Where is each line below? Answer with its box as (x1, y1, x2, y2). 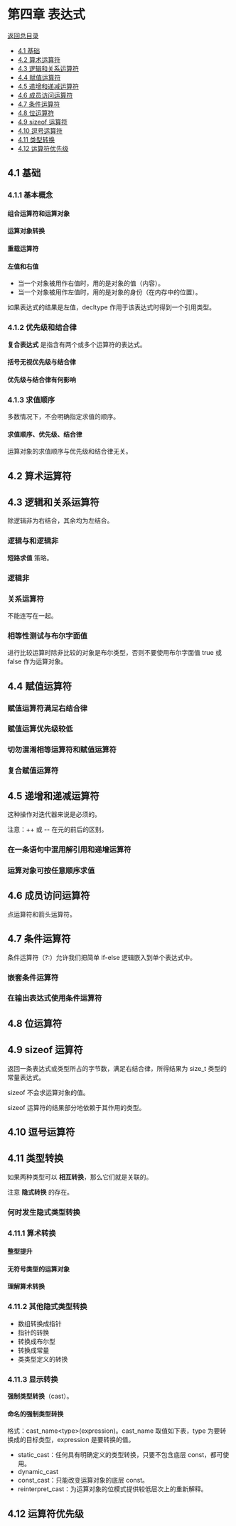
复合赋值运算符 (7, 766, 59, 776)
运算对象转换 (7, 227, 45, 235)
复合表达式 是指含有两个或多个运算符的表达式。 (7, 340, 146, 348)
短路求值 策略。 (7, 553, 53, 562)
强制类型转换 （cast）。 (7, 1392, 73, 1401)
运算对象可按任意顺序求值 (7, 865, 95, 875)
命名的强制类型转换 (7, 1409, 64, 1418)
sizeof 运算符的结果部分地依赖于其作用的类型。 (7, 1103, 146, 1111)
